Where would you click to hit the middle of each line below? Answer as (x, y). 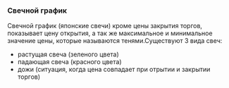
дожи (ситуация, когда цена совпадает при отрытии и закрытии (114, 70)
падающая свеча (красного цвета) (69, 62)
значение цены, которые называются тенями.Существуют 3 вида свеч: (115, 41)
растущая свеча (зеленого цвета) (68, 54)
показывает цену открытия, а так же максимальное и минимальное (110, 33)
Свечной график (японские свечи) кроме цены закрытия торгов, (105, 26)
